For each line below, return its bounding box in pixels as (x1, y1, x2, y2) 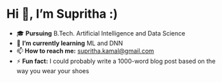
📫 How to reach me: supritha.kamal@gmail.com (16, 46, 155, 55)
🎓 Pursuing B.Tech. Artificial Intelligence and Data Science (16, 29, 186, 37)
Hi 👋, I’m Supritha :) (6, 6, 118, 22)
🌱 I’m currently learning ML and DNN (16, 39, 123, 47)
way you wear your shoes (16, 66, 90, 74)
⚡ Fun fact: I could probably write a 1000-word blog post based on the (16, 57, 216, 65)
